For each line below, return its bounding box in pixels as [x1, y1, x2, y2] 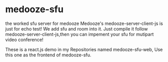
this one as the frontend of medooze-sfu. [5, 52, 91, 58]
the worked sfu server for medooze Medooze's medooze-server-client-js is [5, 20, 163, 26]
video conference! [5, 37, 44, 43]
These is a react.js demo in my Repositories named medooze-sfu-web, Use [5, 46, 163, 52]
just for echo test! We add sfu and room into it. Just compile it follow [5, 25, 148, 32]
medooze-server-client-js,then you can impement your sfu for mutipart [5, 31, 154, 37]
